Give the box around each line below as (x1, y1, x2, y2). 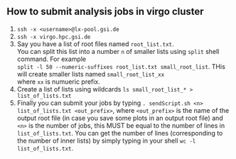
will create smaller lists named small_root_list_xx (16, 70, 165, 78)
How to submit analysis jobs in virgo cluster (6, 6, 204, 18)
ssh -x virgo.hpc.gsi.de (16, 33, 91, 40)
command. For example (16, 55, 87, 63)
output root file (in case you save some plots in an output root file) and (16, 114, 223, 122)
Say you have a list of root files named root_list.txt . (16, 39, 175, 48)
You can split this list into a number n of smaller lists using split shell (16, 47, 220, 55)
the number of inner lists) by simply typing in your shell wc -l (16, 136, 196, 145)
